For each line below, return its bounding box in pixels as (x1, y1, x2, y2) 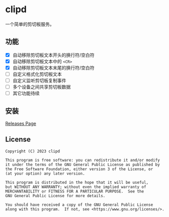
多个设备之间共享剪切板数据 (12, 84, 71, 90)
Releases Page (5, 121, 37, 126)
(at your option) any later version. (5, 171, 85, 176)
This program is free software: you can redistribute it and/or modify (5, 157, 160, 162)
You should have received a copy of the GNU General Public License (5, 202, 153, 207)
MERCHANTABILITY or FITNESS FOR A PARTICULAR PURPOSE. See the (5, 188, 144, 194)
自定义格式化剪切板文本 (12, 71, 62, 77)
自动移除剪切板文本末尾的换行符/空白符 (12, 65, 95, 71)
